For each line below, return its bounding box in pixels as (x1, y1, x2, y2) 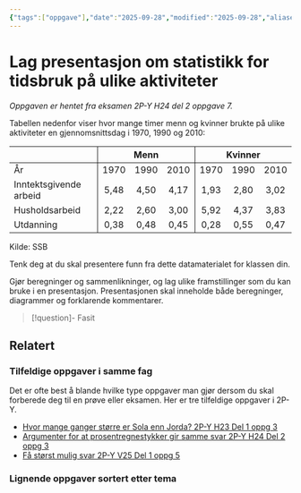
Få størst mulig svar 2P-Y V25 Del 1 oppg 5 (21, 450, 181, 461)
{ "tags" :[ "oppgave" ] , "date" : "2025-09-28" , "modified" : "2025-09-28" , (9, 13, 267, 22)
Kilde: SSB (9, 241, 48, 251)
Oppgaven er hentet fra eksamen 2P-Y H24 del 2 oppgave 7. (9, 100, 233, 111)
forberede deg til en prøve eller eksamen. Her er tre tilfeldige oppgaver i (9, 395, 275, 405)
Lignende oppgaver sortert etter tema (9, 472, 177, 485)
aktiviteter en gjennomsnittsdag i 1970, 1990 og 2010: (9, 127, 206, 138)
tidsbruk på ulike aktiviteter (9, 71, 219, 90)
